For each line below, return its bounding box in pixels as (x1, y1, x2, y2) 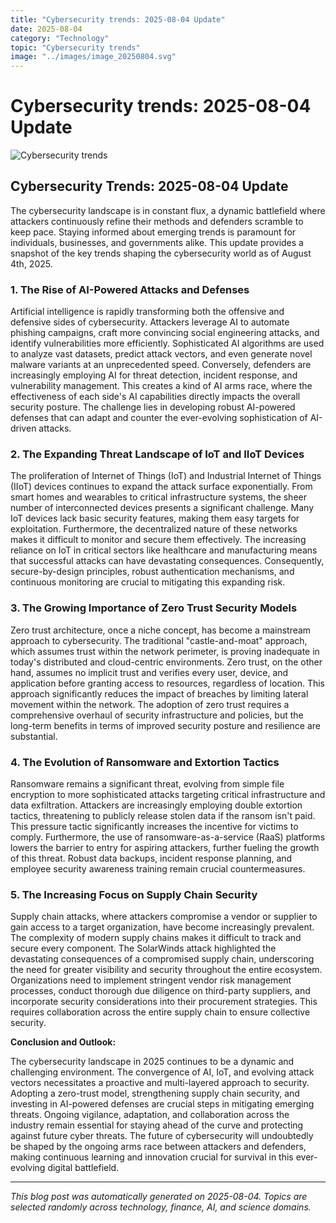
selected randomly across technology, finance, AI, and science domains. (10, 1201, 312, 1213)
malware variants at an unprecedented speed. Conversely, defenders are (10, 359, 312, 371)
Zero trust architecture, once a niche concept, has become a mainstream (10, 624, 312, 636)
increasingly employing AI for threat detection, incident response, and (10, 369, 298, 381)
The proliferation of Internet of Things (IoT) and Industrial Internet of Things (10, 470, 322, 482)
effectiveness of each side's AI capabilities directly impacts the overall (10, 391, 301, 403)
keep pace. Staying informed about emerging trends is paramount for (10, 226, 297, 238)
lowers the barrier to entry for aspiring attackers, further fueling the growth (10, 842, 320, 854)
